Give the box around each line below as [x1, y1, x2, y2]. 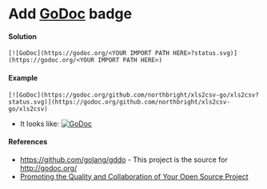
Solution [8, 31, 38, 41]
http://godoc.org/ [19, 163, 78, 172]
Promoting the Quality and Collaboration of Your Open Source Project [19, 171, 249, 181]
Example [8, 73, 38, 82]
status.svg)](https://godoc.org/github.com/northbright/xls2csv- [8, 97, 230, 106]
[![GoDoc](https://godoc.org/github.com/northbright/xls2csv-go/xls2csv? [8, 91, 260, 99]
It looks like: [19, 119, 60, 128]
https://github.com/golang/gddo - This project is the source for [19, 155, 228, 164]
